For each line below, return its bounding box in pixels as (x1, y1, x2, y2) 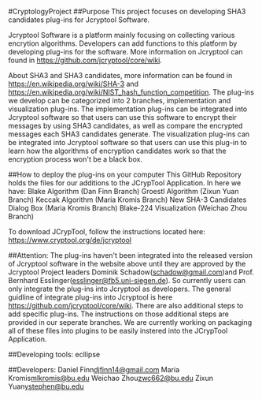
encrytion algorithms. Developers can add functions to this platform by (8, 39, 238, 48)
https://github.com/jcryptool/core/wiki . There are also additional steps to (8, 301, 244, 310)
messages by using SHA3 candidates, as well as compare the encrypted (8, 121, 243, 130)
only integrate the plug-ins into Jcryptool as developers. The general (8, 284, 231, 293)
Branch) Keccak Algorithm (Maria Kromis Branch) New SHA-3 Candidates (8, 195, 247, 204)
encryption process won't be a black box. (8, 155, 143, 164)
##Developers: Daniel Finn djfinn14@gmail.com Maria (8, 365, 180, 374)
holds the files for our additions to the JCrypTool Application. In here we (8, 178, 242, 188)
